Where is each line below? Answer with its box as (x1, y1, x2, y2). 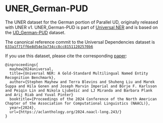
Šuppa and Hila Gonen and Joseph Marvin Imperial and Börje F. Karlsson (5, 84, 157, 89)
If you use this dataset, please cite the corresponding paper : (5, 52, 128, 59)
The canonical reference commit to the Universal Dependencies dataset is (5, 39, 155, 45)
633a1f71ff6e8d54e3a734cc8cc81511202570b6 (5, 44, 93, 49)
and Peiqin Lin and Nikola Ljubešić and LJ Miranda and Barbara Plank (5, 88, 153, 93)
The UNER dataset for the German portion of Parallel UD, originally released (5, 19, 158, 25)
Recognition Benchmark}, (5, 75, 56, 80)
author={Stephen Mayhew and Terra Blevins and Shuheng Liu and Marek (9, 79, 155, 84)
